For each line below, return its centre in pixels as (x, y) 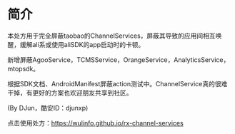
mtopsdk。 (24, 68)
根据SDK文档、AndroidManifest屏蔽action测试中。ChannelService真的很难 (117, 83)
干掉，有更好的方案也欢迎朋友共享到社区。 (70, 93)
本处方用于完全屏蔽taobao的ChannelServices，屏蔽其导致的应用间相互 (111, 36)
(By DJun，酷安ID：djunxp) (48, 108)
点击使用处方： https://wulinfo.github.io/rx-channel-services (95, 123)
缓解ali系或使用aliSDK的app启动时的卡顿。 (82, 44)
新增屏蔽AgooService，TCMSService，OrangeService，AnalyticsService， (119, 60)
